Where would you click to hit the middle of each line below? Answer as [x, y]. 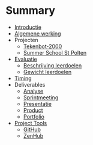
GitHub [32, 129]
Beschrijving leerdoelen [52, 65]
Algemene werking [37, 33]
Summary [30, 11]
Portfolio [34, 116]
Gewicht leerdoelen [47, 72]
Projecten [26, 40]
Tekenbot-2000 [43, 46]
